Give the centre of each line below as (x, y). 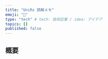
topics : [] (17, 24)
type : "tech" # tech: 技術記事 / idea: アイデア (54, 19)
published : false (23, 29)
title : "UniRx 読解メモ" (30, 10)
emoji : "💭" (17, 15)
